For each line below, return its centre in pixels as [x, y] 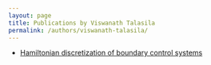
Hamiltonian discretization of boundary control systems [111, 53]
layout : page [30, 15]
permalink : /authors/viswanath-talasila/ [78, 30]
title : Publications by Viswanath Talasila [82, 23]
